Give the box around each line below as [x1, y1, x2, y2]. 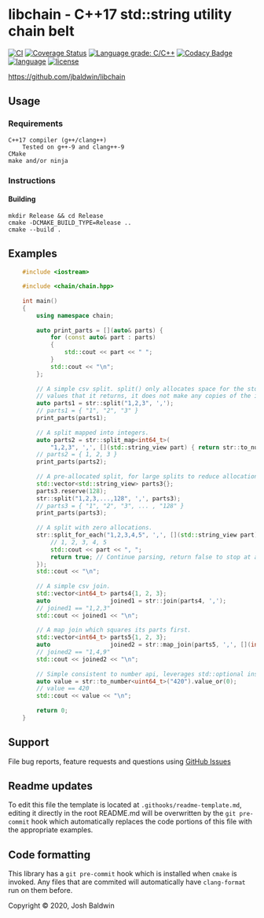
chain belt [8, 22, 75, 40]
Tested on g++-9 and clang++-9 [22, 143, 125, 151]
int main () [22, 297, 58, 305]
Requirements [8, 118, 64, 129]
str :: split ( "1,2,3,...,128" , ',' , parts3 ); [36, 494, 181, 503]
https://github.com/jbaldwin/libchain [8, 72, 126, 81]
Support [8, 736, 49, 749]
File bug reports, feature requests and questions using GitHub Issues [8, 757, 232, 766]
